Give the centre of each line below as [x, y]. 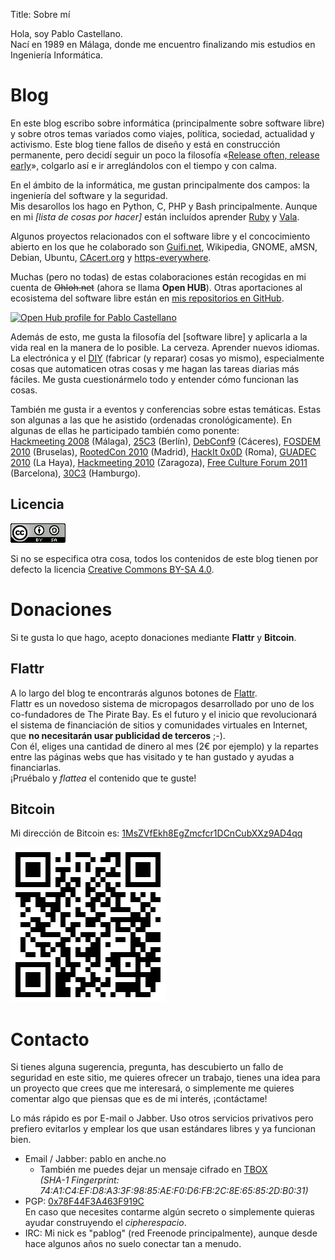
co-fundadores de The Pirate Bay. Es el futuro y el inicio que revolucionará [164, 714]
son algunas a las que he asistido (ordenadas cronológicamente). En [151, 420]
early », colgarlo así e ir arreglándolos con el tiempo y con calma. [143, 165]
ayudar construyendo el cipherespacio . [105, 1223]
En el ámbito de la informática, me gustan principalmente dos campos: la [160, 185]
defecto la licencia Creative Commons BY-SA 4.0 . [112, 569]
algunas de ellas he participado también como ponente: [125, 430]
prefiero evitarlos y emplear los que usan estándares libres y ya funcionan [163, 1129]
